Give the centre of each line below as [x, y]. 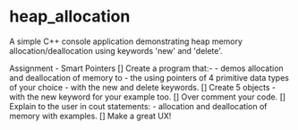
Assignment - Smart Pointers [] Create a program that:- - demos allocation [146, 68]
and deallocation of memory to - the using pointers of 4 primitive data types [149, 77]
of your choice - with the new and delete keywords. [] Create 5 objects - [142, 87]
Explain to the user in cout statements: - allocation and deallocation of [138, 106]
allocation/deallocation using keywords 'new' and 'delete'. [116, 50]
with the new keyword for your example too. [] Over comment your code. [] [148, 97]
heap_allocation [70, 17]
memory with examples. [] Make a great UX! [90, 116]
